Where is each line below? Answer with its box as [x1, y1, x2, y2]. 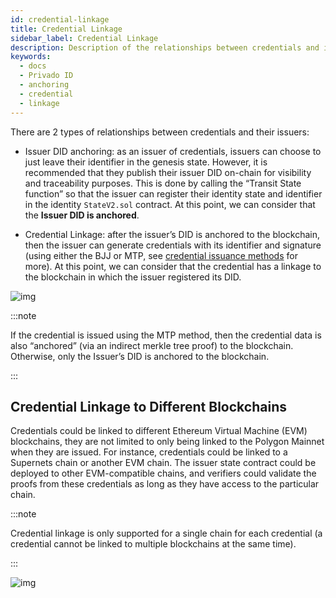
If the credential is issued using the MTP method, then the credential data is [10, 329, 322, 341]
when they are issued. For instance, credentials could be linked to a [10, 446, 288, 458]
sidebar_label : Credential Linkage [10, 33, 159, 43]
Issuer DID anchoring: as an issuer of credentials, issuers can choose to [24, 145, 322, 157]
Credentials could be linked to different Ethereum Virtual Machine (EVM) [10, 425, 308, 437]
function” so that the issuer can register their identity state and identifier [24, 187, 323, 200]
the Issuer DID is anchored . [24, 209, 140, 221]
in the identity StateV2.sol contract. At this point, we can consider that [24, 198, 316, 210]
